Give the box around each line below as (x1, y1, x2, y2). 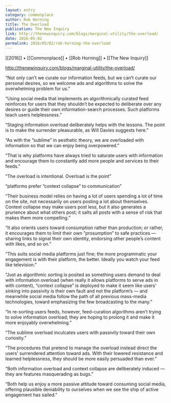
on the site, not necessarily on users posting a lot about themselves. (5, 198, 149, 205)
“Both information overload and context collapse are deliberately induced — (5, 365, 165, 371)
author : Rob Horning (5, 17, 50, 22)
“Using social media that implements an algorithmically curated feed (5, 95, 149, 101)
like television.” (5, 261, 37, 267)
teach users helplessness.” (5, 111, 62, 118)
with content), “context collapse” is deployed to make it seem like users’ (5, 282, 157, 288)
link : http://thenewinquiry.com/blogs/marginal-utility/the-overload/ (5, 31, 159, 36)
